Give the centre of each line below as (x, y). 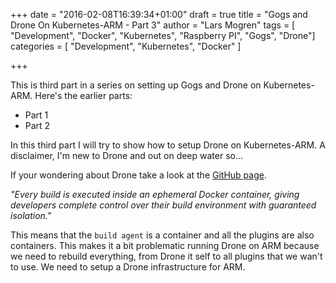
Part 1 (36, 115)
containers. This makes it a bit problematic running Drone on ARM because (165, 245)
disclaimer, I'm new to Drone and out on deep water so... (127, 155)
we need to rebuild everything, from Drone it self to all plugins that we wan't (166, 256)
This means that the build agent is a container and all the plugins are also (162, 235)
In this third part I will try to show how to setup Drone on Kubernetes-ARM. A (168, 145)
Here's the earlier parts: (83, 95)
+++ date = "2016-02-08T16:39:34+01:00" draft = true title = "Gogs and (159, 14)
